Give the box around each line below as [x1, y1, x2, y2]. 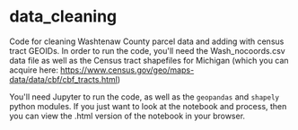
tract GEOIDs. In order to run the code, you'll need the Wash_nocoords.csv [9, 45, 285, 56]
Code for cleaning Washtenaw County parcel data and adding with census [9, 36, 285, 47]
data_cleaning [9, 6, 118, 27]
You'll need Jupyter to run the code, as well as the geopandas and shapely [9, 91, 280, 102]
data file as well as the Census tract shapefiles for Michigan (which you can [9, 55, 289, 65]
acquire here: [9, 65, 58, 75]
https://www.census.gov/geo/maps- [59, 65, 195, 75]
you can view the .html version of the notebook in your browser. [9, 110, 245, 121]
